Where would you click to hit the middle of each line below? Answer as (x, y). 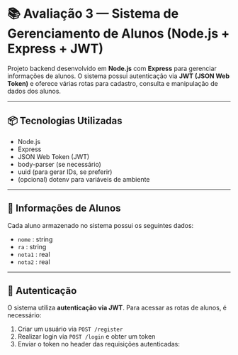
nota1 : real (34, 254)
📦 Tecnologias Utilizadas (65, 121)
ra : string (32, 246)
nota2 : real (34, 262)
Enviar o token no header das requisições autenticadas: (99, 344)
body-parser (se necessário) (59, 164)
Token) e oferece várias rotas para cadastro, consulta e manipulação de (113, 83)
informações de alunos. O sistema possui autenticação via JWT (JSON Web (119, 76)
